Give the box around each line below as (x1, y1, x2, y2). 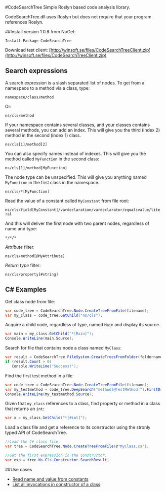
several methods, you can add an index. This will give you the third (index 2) (5, 127, 160, 133)
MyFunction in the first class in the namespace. (5, 179, 100, 185)
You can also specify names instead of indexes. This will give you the (5, 150, 146, 156)
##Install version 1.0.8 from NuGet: (5, 29, 76, 34)
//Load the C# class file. (5, 439, 61, 444)
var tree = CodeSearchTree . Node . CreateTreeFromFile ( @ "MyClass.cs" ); (5, 444, 149, 449)
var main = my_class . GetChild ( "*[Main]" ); (5, 331, 94, 337)
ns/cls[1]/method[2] (5, 141, 48, 147)
